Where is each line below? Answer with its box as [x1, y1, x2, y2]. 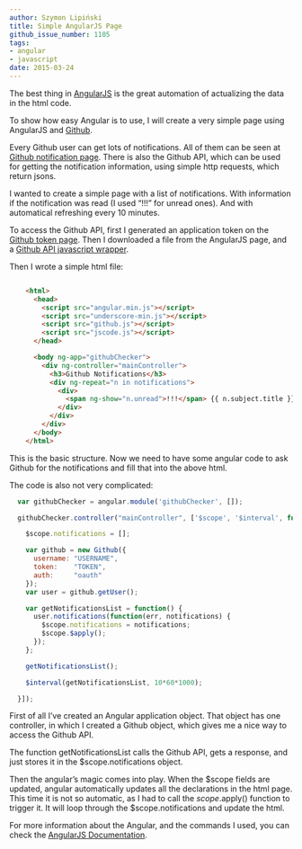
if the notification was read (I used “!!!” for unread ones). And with [9, 197, 253, 208]
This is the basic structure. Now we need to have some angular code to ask [9, 452, 289, 463]
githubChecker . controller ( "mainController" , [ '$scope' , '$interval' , [17, 514, 283, 523]
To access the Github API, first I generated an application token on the [9, 224, 270, 235]
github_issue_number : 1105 [9, 30, 111, 39]
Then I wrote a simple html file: [9, 261, 124, 272]
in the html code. [9, 97, 72, 108]
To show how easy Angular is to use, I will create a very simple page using [9, 114, 285, 126]
